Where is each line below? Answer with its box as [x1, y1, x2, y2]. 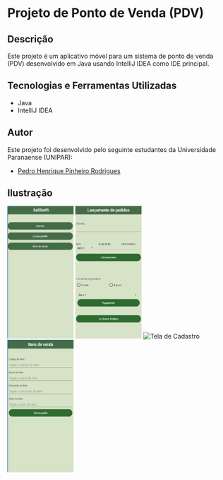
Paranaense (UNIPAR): [7, 153, 73, 161]
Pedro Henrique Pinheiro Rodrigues [17, 166, 121, 175]
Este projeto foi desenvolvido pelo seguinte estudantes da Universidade [7, 145, 217, 153]
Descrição [7, 33, 54, 45]
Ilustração [7, 187, 53, 199]
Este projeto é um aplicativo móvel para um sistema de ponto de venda [7, 52, 214, 60]
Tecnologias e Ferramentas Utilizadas [7, 80, 177, 92]
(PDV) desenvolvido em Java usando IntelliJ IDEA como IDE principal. [7, 59, 210, 68]
